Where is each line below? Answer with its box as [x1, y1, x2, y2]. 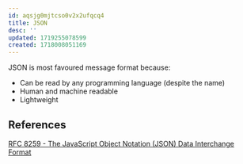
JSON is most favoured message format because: [8, 63, 171, 72]
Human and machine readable [19, 86, 119, 96]
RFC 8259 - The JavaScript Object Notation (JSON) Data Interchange [8, 139, 235, 148]
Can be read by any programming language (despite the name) [19, 78, 226, 88]
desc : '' [8, 26, 37, 34]
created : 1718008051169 [8, 41, 87, 49]
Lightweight [19, 95, 59, 105]
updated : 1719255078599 [8, 33, 87, 42]
